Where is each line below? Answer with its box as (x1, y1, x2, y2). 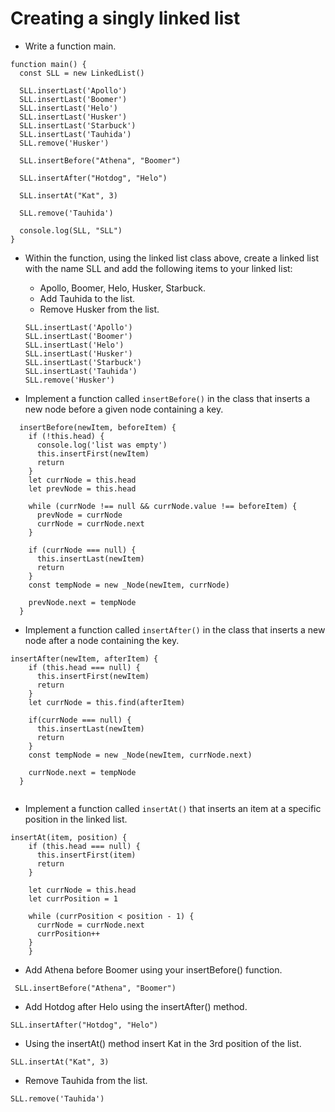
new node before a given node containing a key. (24, 403, 224, 415)
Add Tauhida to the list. (39, 292, 136, 304)
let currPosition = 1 (28, 893, 118, 904)
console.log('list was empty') (36, 440, 168, 450)
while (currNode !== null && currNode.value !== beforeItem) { (28, 501, 298, 511)
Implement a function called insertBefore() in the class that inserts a (24, 392, 310, 404)
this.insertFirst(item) (36, 850, 137, 860)
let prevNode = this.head (28, 483, 137, 494)
